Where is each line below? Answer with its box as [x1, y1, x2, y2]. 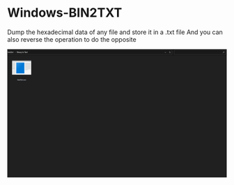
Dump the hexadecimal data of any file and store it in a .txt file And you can [7, 28, 223, 36]
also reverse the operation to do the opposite [7, 35, 137, 43]
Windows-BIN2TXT [7, 5, 123, 21]
